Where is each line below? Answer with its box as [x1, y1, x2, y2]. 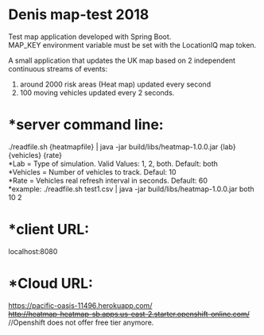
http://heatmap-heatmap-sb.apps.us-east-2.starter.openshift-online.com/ [8, 309, 250, 318]
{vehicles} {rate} [8, 150, 62, 160]
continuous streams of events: [8, 64, 108, 73]
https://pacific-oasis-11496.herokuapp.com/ [8, 300, 153, 310]
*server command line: [8, 116, 165, 134]
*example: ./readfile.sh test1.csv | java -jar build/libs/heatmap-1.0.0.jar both [8, 184, 254, 194]
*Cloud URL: [8, 275, 94, 292]
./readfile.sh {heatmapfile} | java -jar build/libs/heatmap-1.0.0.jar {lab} [8, 141, 236, 152]
